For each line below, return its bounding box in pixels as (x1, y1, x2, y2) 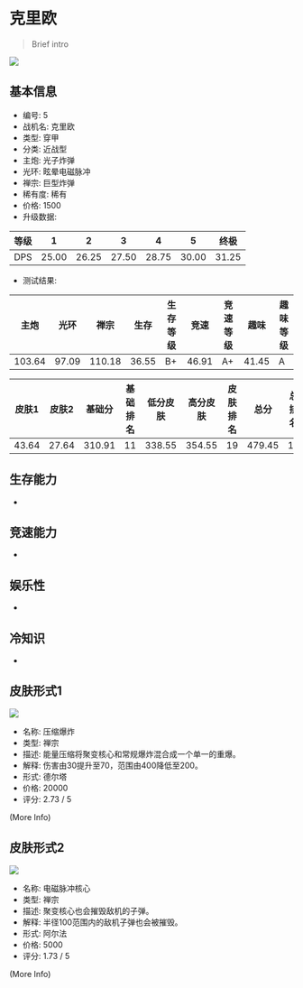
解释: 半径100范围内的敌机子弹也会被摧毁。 (22, 917, 183, 928)
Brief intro (31, 38, 69, 50)
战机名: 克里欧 (22, 121, 75, 132)
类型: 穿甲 (22, 132, 60, 143)
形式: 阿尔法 (22, 928, 68, 938)
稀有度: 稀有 (22, 189, 68, 199)
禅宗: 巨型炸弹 (22, 177, 75, 188)
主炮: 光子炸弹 (22, 154, 75, 165)
